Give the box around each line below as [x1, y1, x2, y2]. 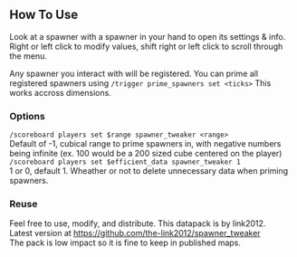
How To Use [9, 7, 79, 23]
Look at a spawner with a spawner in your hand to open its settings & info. [9, 31, 286, 42]
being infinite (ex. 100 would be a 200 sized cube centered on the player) [9, 148, 283, 159]
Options [9, 109, 45, 122]
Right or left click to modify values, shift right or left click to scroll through [9, 41, 283, 52]
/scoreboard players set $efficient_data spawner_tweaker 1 [9, 157, 242, 167]
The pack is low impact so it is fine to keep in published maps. [9, 237, 242, 248]
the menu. [9, 50, 47, 62]
